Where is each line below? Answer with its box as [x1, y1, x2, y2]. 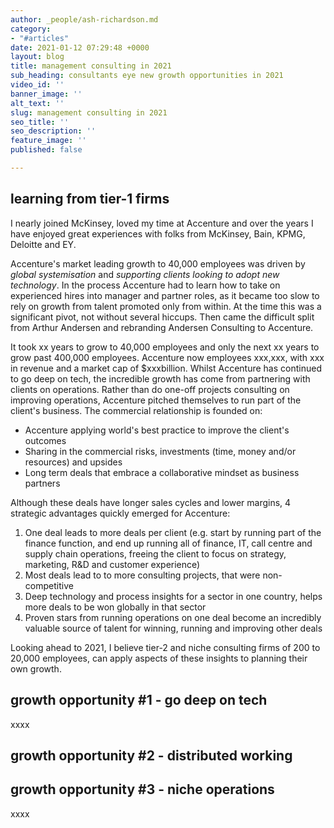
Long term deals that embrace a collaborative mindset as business [24, 466, 300, 478]
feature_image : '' [10, 136, 87, 146]
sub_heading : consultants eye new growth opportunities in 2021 [10, 71, 284, 81]
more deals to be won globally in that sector [24, 601, 207, 613]
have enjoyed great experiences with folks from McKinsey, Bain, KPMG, [10, 227, 306, 240]
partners [24, 477, 61, 489]
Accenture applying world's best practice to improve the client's [24, 424, 290, 436]
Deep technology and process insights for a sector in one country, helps [24, 590, 323, 602]
